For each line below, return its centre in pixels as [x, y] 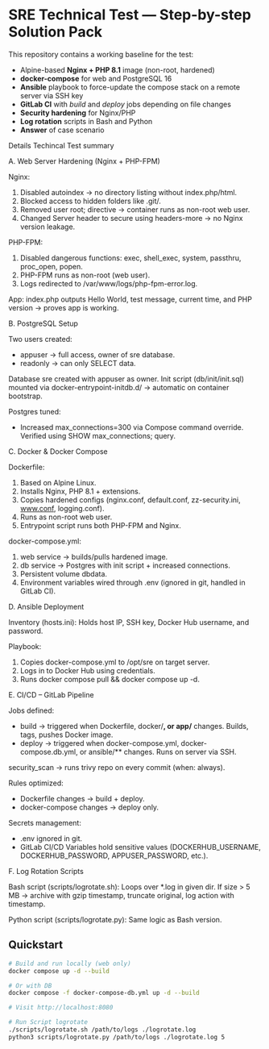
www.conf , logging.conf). [62, 508]
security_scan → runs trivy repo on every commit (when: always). [117, 767]
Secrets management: [45, 822]
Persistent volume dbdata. [63, 573]
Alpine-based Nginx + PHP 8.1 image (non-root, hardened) [117, 69]
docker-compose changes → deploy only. [89, 807]
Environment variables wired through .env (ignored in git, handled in [132, 582]
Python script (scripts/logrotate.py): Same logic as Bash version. [115, 919]
